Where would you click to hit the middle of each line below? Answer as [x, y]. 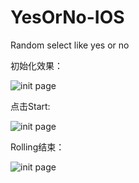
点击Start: [30, 106]
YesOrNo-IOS [67, 17]
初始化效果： [36, 65]
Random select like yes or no [70, 45]
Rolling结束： [37, 147]
